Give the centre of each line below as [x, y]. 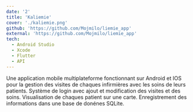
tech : [13, 39]
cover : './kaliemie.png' [37, 23]
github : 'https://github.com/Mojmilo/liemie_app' [69, 28]
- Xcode [21, 50]
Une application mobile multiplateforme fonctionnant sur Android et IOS [94, 78]
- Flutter [24, 56]
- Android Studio [33, 45]
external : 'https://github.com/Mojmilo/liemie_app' [71, 34]
